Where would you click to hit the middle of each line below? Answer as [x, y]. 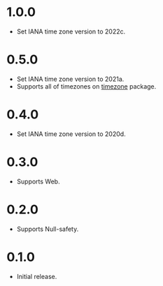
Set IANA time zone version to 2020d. [71, 134]
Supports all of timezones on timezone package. [86, 86]
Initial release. [37, 276]
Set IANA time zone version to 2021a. [70, 79]
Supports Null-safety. [48, 229]
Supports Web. [38, 181]
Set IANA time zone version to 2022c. [71, 31]
